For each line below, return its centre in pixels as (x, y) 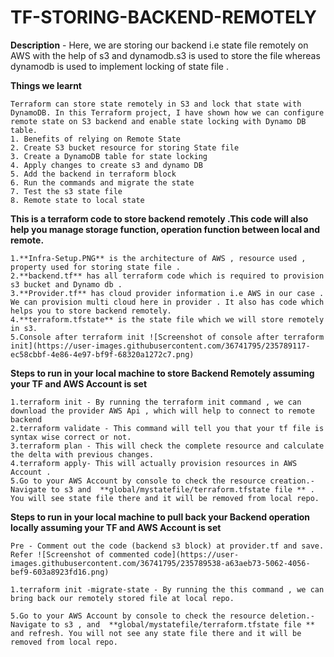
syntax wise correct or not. (71, 437)
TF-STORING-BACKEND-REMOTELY (163, 17)
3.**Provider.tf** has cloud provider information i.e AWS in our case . (167, 293)
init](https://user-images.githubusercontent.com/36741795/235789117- (160, 346)
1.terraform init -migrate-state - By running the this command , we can (167, 589)
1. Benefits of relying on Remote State (96, 139)
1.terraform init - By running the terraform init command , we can (156, 402)
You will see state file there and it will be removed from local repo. (165, 498)
